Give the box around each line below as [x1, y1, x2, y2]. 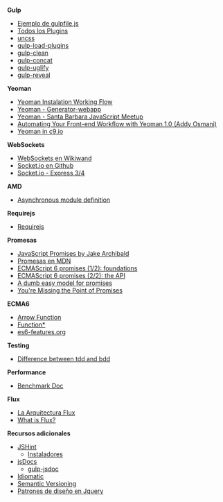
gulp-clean [17, 49, 48, 57]
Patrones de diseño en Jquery [17, 487, 104, 495]
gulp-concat [17, 56, 53, 64]
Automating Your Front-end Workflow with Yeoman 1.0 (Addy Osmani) [17, 120, 217, 128]
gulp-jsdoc [27, 465, 59, 473]
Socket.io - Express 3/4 [17, 169, 85, 177]
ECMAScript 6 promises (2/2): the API [17, 272, 126, 279]
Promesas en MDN [17, 257, 71, 265]
